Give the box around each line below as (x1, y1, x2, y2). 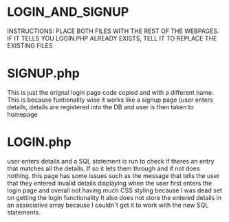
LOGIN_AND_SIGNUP (7, 4, 129, 20)
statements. (7, 208, 41, 217)
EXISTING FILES (7, 41, 53, 49)
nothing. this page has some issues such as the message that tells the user (7, 171, 220, 179)
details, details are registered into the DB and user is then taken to (7, 102, 194, 111)
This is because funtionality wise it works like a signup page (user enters (7, 96, 213, 104)
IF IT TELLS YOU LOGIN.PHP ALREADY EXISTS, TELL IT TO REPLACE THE (7, 34, 217, 42)
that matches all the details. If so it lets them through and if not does (7, 164, 200, 173)
